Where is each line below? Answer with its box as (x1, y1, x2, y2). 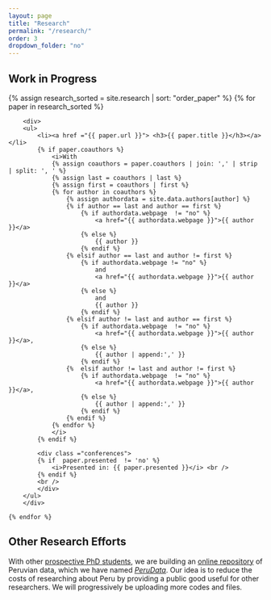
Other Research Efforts (8, 535, 127, 549)
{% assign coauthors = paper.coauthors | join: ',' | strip (51, 159, 258, 168)
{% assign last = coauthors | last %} (51, 174, 182, 182)
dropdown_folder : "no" (8, 42, 85, 50)
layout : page (8, 11, 52, 20)
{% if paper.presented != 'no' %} (37, 456, 161, 464)
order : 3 (8, 34, 38, 43)
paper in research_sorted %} (8, 102, 104, 111)
